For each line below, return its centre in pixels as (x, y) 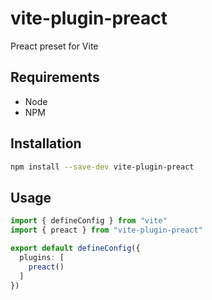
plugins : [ (42, 257)
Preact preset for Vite (54, 46)
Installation (46, 143)
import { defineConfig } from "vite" (89, 221)
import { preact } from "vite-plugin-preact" (106, 230)
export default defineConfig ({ (75, 248)
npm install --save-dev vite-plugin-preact (102, 167)
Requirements (55, 77)
